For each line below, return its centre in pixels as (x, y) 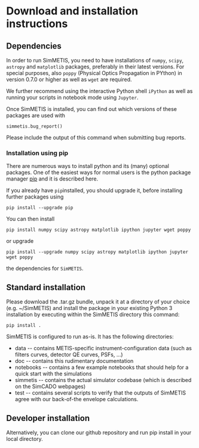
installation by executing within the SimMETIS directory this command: (93, 315)
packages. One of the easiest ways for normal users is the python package (99, 173)
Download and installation (72, 11)
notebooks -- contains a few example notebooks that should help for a (102, 368)
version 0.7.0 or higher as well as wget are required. (69, 79)
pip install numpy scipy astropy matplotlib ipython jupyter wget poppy (99, 230)
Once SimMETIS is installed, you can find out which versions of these (92, 109)
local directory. (25, 438)
